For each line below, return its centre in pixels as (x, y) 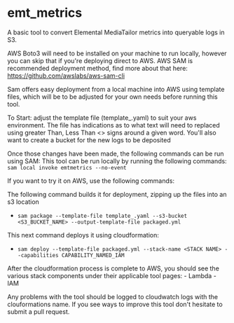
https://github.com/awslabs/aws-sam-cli (66, 76)
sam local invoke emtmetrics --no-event (67, 167)
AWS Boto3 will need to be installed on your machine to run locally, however (117, 53)
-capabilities (38, 255)
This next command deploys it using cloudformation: (83, 235)
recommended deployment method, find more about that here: (97, 68)
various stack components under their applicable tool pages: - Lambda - (112, 275)
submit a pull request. (39, 311)
